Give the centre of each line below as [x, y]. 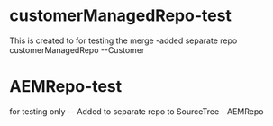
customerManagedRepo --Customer [77, 49]
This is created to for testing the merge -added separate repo [123, 40]
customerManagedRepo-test [121, 16]
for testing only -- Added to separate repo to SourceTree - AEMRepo [136, 111]
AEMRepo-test [66, 87]
